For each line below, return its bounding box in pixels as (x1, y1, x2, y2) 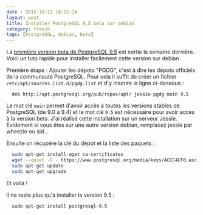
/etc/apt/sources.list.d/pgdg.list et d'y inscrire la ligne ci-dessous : (6, 80, 184, 87)
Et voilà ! (6, 179, 28, 186)
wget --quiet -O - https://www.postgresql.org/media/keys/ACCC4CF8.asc (12, 157, 198, 163)
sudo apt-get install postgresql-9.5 (12, 203, 108, 209)
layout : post (6, 15, 40, 21)
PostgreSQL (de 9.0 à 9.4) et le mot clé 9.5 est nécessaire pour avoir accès (6, 108, 195, 116)
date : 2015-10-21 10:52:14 (6, 9, 78, 15)
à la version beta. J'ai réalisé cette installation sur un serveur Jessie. (6, 115, 177, 122)
